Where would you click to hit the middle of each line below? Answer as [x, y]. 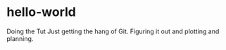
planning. [20, 38]
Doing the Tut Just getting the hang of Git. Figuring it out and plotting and [113, 31]
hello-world [42, 12]
